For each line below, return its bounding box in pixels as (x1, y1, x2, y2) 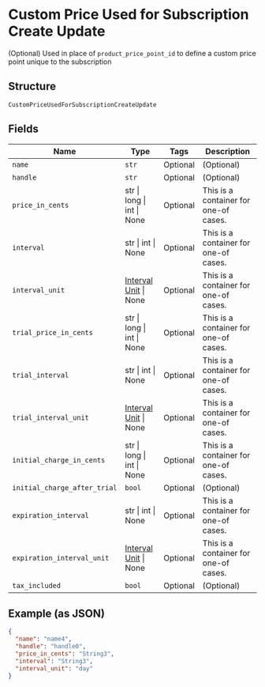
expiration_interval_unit (12, 553, 110, 562)
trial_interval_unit (12, 413, 89, 422)
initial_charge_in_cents (12, 455, 106, 464)
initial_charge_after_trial (12, 483, 118, 492)
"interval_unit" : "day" (15, 664, 93, 673)
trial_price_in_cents (12, 328, 93, 337)
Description (204, 145, 251, 157)
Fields (8, 123, 39, 136)
